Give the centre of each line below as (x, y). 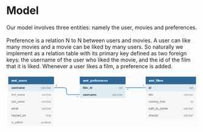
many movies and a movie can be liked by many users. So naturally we (95, 47)
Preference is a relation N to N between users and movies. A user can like (98, 40)
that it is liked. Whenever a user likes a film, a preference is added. (90, 66)
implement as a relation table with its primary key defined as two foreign (97, 53)
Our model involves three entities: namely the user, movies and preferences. (102, 27)
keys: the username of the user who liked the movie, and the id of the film (98, 60)
